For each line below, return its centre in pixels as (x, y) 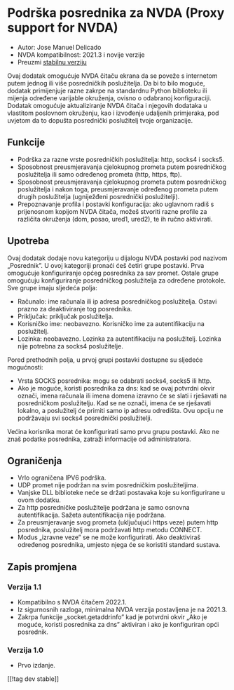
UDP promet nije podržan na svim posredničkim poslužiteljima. (108, 485)
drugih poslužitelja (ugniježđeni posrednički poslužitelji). (98, 196)
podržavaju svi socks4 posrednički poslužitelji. (85, 418)
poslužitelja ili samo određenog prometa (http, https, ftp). (99, 174)
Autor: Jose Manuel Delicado (59, 47)
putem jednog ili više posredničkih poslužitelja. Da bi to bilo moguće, (106, 83)
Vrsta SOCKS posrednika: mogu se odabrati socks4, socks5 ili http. (115, 381)
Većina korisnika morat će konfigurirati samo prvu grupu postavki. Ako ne (113, 431)
